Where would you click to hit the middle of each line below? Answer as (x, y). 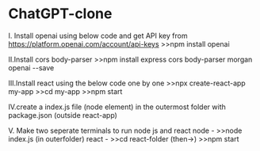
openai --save (31, 67)
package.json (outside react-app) (63, 115)
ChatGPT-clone (60, 14)
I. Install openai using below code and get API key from (98, 36)
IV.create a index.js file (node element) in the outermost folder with (117, 107)
